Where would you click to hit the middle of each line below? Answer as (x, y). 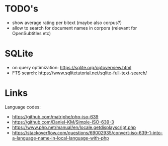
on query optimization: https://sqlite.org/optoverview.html (72, 67)
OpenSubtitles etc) (31, 33)
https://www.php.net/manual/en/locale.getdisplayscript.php (74, 127)
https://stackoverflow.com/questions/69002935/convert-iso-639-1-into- (87, 132)
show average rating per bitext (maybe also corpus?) (67, 23)
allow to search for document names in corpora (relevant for (74, 28)
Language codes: (23, 107)
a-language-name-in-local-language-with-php (60, 138)
